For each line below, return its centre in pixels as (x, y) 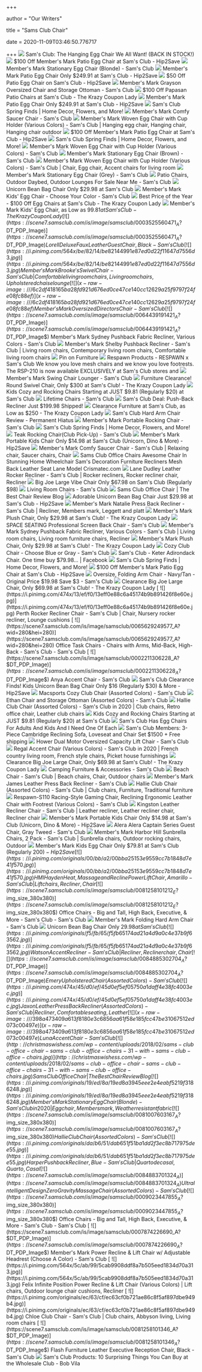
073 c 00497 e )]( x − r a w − (37, 1025)
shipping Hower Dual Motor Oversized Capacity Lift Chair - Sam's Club (97, 741)
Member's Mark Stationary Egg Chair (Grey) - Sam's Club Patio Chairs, (97, 175)
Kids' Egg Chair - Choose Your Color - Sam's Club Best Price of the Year (100, 196)
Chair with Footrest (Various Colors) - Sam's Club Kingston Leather (93, 804)
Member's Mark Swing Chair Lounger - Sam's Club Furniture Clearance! (99, 378)
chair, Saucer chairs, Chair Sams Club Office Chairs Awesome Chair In (97, 455)
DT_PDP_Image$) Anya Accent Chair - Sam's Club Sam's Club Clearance (100, 679)
